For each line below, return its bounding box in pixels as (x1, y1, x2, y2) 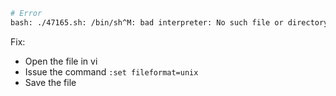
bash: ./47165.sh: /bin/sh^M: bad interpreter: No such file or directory (10, 17, 329, 28)
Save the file (24, 76, 77, 88)
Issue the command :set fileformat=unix (24, 65, 199, 78)
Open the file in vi (24, 55, 98, 67)
